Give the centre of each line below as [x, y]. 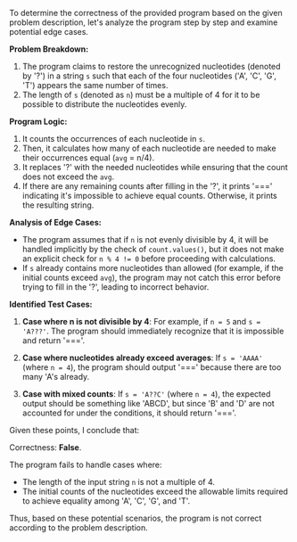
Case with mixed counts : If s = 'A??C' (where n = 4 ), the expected [146, 394]
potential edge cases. [49, 32]
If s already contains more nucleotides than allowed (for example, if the [153, 268]
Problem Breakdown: [49, 49]
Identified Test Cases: [51, 304]
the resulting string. [58, 205]
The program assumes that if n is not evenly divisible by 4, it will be [145, 239]
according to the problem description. [79, 528]
